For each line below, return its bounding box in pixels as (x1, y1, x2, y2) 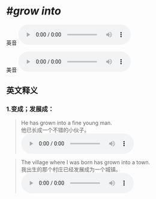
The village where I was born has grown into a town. (20, 158, 151, 166)
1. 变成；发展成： (6, 105, 55, 114)
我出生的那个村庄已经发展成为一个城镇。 (20, 165, 121, 173)
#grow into (6, 4, 62, 18)
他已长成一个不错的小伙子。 (20, 126, 90, 133)
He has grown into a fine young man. (20, 119, 112, 126)
